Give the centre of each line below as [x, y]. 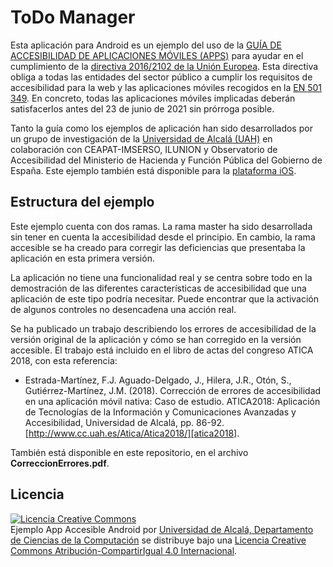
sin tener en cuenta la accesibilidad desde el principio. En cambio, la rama [163, 237]
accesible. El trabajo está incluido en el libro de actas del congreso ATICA [162, 350]
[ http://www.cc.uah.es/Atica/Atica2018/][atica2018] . [132, 433]
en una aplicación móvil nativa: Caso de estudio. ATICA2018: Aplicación [172, 401]
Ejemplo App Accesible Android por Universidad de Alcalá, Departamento [162, 529]
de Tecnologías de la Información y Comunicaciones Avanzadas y [160, 412]
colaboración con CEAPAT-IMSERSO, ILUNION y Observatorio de [144, 149]
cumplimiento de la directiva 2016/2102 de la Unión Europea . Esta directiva [164, 66]
